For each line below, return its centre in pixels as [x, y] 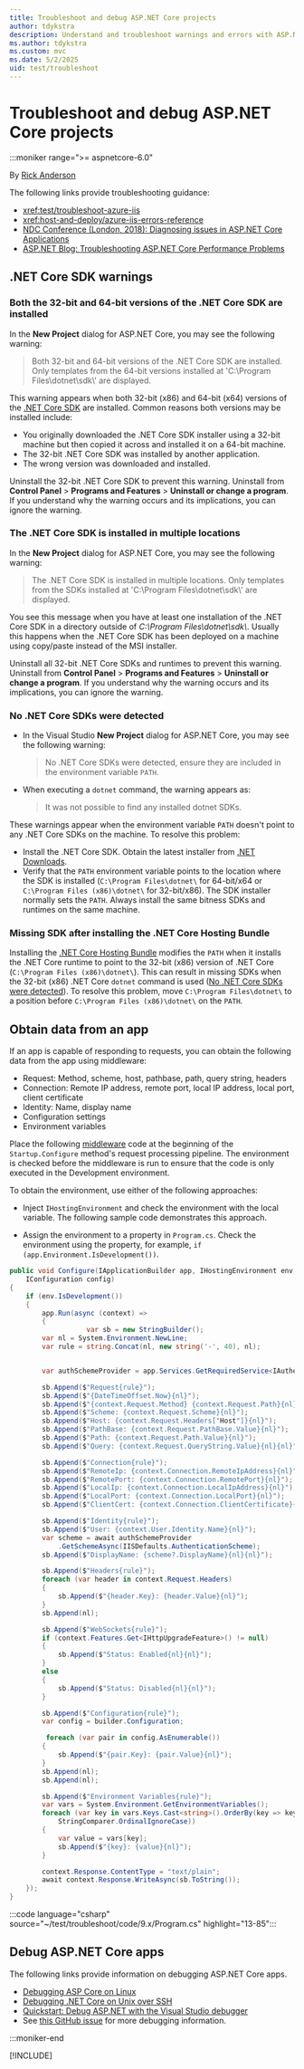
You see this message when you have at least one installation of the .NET [146, 617]
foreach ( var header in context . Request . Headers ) [137, 1580]
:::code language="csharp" [60, 1914]
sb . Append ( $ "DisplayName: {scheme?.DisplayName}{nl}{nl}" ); [157, 1555]
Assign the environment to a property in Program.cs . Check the [139, 1235]
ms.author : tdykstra [48, 43]
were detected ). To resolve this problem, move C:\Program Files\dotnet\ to [151, 991]
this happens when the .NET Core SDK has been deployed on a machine [144, 636]
